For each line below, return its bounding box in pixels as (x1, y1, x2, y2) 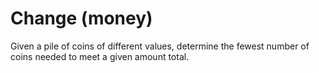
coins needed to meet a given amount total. (10, 50, 190, 62)
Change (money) (10, 7, 153, 30)
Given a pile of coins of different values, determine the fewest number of (10, 40, 310, 52)
